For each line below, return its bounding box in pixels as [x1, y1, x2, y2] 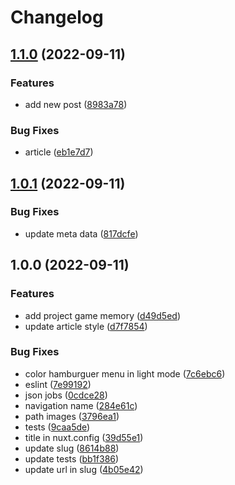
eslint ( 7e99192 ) [24, 378, 92, 390]
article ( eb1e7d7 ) [24, 146, 94, 158]
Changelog [10, 6, 104, 29]
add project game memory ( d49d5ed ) [24, 309, 181, 321]
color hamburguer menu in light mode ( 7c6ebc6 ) [24, 367, 226, 380]
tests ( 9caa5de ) [24, 421, 91, 433]
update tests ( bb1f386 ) [24, 452, 120, 465]
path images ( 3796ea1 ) [24, 410, 120, 422]
